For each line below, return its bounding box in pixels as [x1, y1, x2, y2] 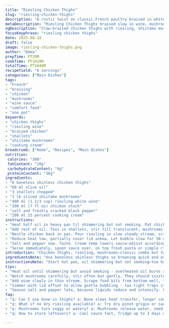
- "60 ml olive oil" [5, 185, 49, 190]
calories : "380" [7, 157, 42, 162]
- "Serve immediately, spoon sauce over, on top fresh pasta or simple [5, 246, 158, 251]
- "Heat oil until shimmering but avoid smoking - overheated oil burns [5, 269, 161, 274]
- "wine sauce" [5, 101, 37, 106]
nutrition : [5, 152, 28, 157]
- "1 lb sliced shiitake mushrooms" [5, 194, 82, 199]
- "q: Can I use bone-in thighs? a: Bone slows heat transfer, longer [5, 297, 156, 302]
